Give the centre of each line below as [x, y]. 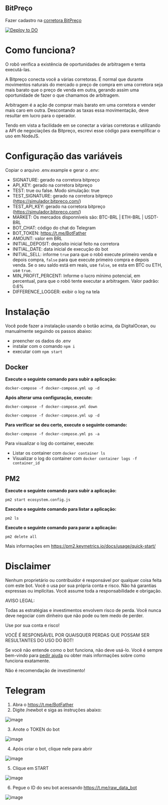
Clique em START [31, 768]
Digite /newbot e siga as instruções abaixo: [57, 710]
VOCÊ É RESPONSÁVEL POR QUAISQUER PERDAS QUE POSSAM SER [77, 635]
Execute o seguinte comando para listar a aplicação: [61, 509]
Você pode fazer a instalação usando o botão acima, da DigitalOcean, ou [80, 326]
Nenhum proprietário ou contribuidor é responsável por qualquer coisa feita [83, 580]
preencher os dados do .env [42, 341]
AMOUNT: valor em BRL [37, 238]
